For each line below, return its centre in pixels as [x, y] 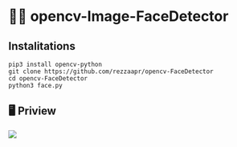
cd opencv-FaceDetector [48, 79]
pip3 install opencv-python [55, 64]
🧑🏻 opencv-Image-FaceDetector [118, 16]
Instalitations [42, 46]
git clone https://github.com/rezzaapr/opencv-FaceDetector [111, 71]
